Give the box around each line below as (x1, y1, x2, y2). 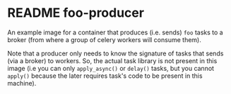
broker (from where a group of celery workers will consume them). (7, 35, 201, 43)
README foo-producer (7, 5, 145, 21)
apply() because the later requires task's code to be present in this (7, 72, 203, 80)
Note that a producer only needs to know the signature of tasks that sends (7, 49, 224, 58)
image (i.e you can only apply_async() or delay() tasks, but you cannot (7, 64, 214, 72)
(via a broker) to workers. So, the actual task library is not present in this (7, 56, 218, 65)
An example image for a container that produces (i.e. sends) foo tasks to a (7, 28, 224, 36)
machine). (7, 79, 37, 87)
